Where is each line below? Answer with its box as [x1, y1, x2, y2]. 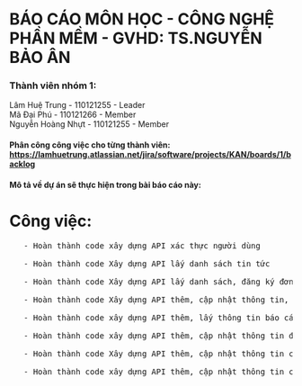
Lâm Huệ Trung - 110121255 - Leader [9, 100, 146, 111]
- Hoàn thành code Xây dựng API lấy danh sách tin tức [23, 258, 271, 269]
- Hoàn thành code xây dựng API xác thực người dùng [23, 240, 261, 251]
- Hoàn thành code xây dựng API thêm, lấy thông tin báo [23, 312, 280, 323]
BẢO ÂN [9, 48, 71, 67]
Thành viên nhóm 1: [9, 79, 97, 92]
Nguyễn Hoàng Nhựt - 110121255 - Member [9, 119, 170, 130]
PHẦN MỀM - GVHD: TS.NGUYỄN [9, 28, 262, 49]
